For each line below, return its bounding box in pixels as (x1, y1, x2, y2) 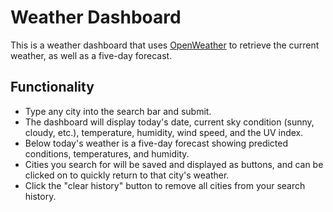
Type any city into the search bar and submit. (24, 105, 212, 117)
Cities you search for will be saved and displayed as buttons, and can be (24, 158, 324, 170)
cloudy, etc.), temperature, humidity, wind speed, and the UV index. (24, 126, 304, 138)
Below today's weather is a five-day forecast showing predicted (24, 137, 289, 149)
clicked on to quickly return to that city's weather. (24, 169, 230, 181)
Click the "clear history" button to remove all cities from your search (24, 179, 306, 191)
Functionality (10, 79, 95, 96)
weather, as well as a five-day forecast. (10, 49, 173, 61)
